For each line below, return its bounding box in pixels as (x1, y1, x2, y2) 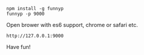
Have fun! (6, 44, 31, 50)
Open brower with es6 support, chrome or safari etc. (6, 22, 139, 28)
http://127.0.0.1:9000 (6, 33, 64, 39)
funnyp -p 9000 (6, 11, 45, 17)
